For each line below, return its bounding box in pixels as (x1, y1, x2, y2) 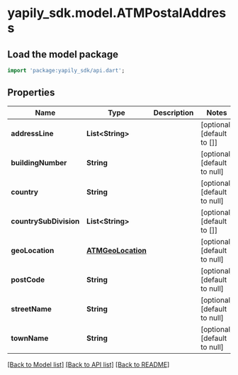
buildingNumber (11, 157, 67, 167)
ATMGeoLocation (86, 245, 147, 255)
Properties (7, 86, 55, 99)
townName (11, 333, 49, 343)
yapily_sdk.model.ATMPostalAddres (7, 5, 227, 21)
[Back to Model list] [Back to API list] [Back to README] (7, 360, 170, 369)
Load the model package (7, 48, 119, 60)
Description (153, 108, 194, 118)
